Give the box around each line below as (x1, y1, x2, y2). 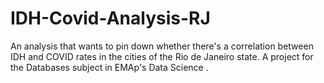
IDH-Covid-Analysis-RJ (10, 7, 211, 30)
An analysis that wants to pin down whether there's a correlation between (10, 40, 314, 52)
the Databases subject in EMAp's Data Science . (10, 61, 209, 73)
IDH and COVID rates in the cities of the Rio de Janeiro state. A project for (10, 50, 314, 62)
